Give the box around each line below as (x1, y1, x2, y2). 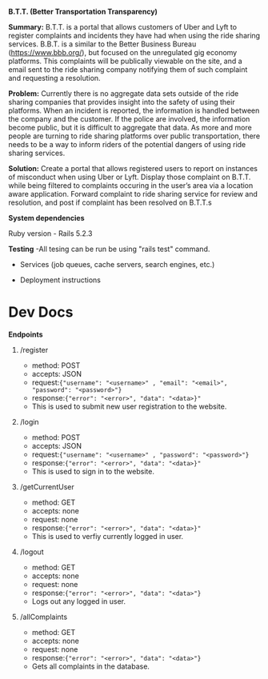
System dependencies (8, 214, 85, 222)
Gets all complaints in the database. (31, 661, 150, 671)
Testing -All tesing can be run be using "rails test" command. (8, 244, 210, 254)
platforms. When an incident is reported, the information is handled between (8, 106, 260, 115)
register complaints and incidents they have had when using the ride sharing (8, 31, 261, 40)
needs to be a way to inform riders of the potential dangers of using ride (8, 140, 246, 149)
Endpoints (8, 330, 43, 339)
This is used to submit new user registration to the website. (31, 401, 227, 411)
